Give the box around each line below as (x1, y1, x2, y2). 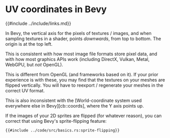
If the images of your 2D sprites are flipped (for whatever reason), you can (5, 113, 162, 119)
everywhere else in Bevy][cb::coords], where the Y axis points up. (5, 102, 144, 109)
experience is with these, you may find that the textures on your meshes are (5, 77, 165, 83)
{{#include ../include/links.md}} (5, 20, 71, 26)
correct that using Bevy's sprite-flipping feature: (5, 118, 107, 124)
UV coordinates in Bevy (5, 4, 107, 15)
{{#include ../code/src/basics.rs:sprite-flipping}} (5, 128, 120, 133)
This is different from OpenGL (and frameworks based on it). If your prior (5, 71, 159, 77)
